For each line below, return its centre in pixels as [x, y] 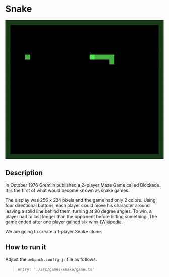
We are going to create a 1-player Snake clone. [54, 231]
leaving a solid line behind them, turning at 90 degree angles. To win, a [78, 211]
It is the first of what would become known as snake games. [67, 190]
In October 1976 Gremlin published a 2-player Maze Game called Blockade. [83, 185]
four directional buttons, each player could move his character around [77, 205]
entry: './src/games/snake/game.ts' [56, 269]
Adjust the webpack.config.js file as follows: [51, 259]
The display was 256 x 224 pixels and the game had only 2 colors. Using [80, 200]
